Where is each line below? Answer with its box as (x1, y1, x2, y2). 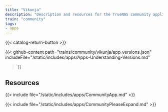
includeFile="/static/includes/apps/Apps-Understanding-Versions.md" (5, 54, 150, 60)
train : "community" (5, 16, 46, 21)
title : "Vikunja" (5, 7, 41, 12)
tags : (5, 21, 16, 26)
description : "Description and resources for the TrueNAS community (5, 12, 151, 17)
